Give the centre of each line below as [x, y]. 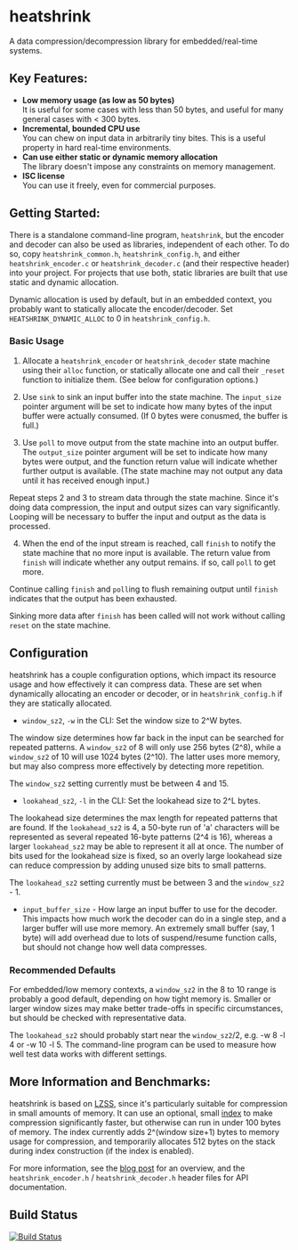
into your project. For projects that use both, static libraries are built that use [149, 273]
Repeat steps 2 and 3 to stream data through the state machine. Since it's [144, 497]
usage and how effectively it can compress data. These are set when [136, 684]
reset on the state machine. [60, 625]
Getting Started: [55, 213]
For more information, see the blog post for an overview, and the [127, 1168]
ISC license [43, 176]
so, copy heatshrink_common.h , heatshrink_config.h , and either [125, 253]
